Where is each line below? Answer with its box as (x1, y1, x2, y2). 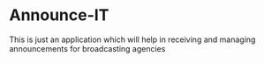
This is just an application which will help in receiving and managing (9, 34, 256, 45)
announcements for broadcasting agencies (9, 43, 166, 53)
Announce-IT (9, 5, 109, 25)
